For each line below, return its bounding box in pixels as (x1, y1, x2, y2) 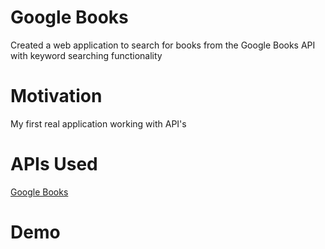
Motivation (10, 85, 103, 108)
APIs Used (10, 153, 98, 176)
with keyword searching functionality (10, 49, 163, 61)
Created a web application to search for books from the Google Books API (10, 39, 316, 51)
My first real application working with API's (10, 117, 187, 130)
